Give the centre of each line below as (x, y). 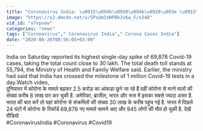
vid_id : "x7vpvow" (29, 23)
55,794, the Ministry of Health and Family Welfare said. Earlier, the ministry (99, 69)
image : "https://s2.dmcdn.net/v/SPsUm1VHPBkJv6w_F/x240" (79, 17)
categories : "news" (31, 29)
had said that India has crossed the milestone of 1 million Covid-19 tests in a (100, 76)
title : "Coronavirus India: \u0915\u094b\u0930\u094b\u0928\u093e (92, 12)
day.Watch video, (28, 82)
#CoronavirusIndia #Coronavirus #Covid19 (59, 123)
